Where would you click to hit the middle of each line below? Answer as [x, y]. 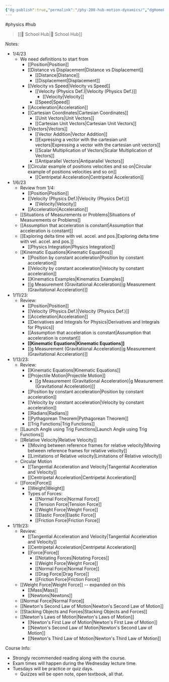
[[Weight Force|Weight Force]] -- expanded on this [73, 585]
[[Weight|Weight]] [46, 488]
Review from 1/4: [37, 188]
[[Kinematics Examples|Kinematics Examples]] [76, 279]
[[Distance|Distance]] [57, 75]
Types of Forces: [45, 493]
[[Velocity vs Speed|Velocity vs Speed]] [69, 86]
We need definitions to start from [54, 59]
